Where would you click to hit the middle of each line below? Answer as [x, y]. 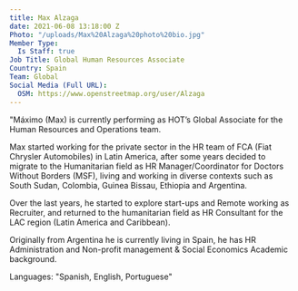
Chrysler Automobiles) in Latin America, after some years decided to [138, 156]
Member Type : [34, 43]
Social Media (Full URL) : [58, 85]
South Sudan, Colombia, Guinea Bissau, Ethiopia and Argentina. [129, 185]
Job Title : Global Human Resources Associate [97, 60]
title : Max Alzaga [44, 18]
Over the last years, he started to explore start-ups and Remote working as [149, 203]
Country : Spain [38, 69]
